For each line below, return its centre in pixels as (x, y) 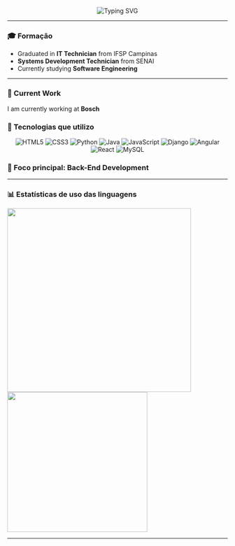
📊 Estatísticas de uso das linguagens (72, 195)
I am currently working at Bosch (54, 108)
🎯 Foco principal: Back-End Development (78, 167)
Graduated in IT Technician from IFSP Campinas (87, 54)
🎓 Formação (30, 36)
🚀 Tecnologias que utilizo (51, 127)
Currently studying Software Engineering (77, 69)
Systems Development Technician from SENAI (86, 61)
